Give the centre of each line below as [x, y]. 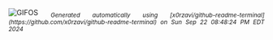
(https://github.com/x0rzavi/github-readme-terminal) [82, 22]
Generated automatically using [104, 15]
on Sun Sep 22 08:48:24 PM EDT [212, 22]
